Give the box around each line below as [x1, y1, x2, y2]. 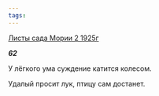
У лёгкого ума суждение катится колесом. [8, 64, 152, 73]
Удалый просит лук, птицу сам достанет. [8, 79, 146, 88]
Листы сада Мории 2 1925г [8, 33, 99, 42]
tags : [8, 11, 26, 20]
